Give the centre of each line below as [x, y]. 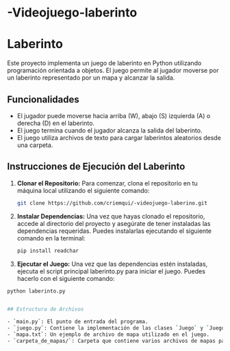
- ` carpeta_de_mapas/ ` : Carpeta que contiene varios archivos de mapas [111, 341]
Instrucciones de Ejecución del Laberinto [96, 167]
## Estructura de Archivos [46, 309]
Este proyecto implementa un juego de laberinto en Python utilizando [104, 63]
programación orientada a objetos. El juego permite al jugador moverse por [113, 71]
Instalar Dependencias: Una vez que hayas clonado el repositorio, [111, 216]
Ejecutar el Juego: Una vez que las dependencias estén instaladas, [112, 264]
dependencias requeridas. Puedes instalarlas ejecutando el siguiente [114, 231]
